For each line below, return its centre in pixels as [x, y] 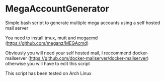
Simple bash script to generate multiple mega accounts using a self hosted [83, 23]
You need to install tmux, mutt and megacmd [52, 38]
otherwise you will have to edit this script [48, 63]
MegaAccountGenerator [57, 9]
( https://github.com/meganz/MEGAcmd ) [47, 43]
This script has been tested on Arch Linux [49, 73]
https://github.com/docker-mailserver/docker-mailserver [89, 58]
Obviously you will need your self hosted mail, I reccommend [68, 53]
